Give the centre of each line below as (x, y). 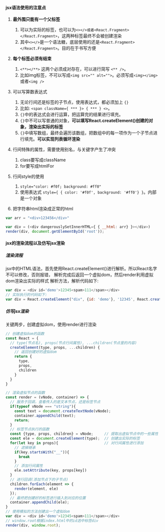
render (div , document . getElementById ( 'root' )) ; (55, 231)
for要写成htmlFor (37, 166)
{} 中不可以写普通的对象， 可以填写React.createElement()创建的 (84, 121)
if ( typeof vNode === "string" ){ (43, 407)
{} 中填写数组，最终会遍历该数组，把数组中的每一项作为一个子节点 (86, 133)
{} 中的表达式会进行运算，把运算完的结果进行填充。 (71, 114)
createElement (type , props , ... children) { (55, 347)
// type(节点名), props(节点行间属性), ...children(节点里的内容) (73, 343)
